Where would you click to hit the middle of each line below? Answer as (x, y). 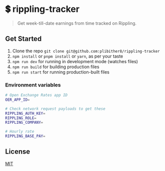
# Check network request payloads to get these (55, 109)
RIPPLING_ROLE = (21, 118)
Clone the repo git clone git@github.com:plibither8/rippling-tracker (86, 51)
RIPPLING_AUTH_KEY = (25, 113)
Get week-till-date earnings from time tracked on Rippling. (77, 23)
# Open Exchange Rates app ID (37, 95)
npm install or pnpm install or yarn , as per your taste (68, 56)
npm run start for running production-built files (61, 72)
